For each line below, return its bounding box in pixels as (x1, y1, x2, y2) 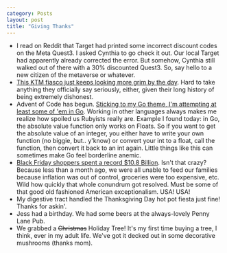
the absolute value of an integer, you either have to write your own (16, 129, 204, 137)
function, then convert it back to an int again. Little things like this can (16, 144, 213, 152)
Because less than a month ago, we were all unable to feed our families (16, 166, 218, 174)
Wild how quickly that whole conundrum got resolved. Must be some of (16, 180, 219, 189)
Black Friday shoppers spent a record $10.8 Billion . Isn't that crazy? (16, 159, 207, 167)
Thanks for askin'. (16, 202, 67, 210)
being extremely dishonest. (16, 93, 94, 101)
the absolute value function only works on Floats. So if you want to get (16, 122, 216, 131)
